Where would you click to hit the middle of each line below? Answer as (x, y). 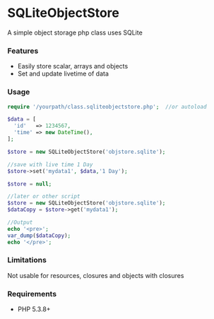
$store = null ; (30, 184)
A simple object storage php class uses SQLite (75, 32)
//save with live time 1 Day (50, 164)
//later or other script (44, 197)
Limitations (27, 260)
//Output (20, 223)
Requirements (32, 294)
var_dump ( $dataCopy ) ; (39, 235)
